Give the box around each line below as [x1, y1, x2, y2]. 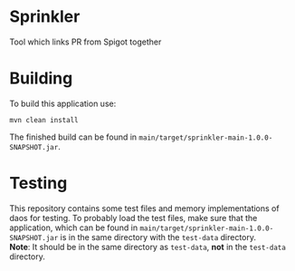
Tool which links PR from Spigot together [9, 36, 162, 47]
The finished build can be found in [9, 131, 138, 142]
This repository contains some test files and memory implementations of [9, 202, 280, 214]
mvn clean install [9, 115, 79, 124]
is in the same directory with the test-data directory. [60, 231, 256, 242]
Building [9, 68, 73, 89]
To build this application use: [9, 98, 117, 109]
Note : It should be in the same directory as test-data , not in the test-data [9, 241, 287, 252]
